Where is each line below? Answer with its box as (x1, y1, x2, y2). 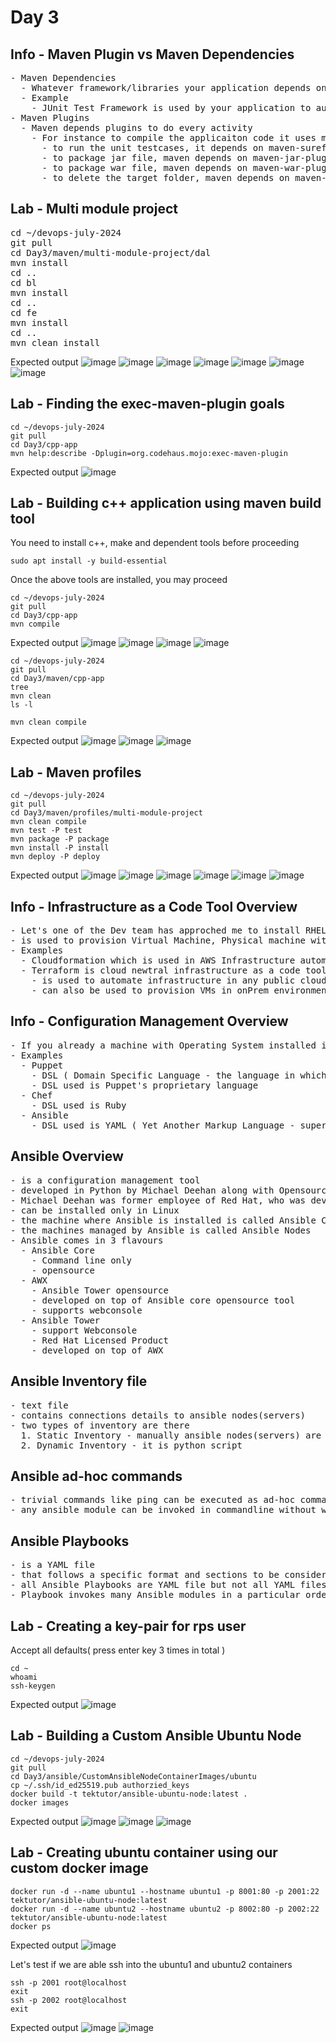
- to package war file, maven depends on (41, 162, 248, 173)
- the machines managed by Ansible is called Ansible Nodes (10, 1224, 312, 1236)
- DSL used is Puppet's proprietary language (31, 1079, 259, 1091)
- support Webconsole (31, 1324, 138, 1336)
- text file (10, 1399, 69, 1411)
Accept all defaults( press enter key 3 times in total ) (10, 1644, 226, 1656)
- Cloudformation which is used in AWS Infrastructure (20, 955, 296, 966)
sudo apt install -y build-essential (10, 556, 168, 566)
